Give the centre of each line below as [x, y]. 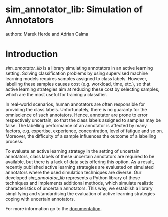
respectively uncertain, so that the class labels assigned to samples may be [83, 120]
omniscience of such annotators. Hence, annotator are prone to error [76, 115]
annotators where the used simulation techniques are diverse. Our [73, 172]
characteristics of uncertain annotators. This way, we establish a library [79, 188]
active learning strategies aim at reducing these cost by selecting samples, [82, 89]
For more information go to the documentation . [53, 208]
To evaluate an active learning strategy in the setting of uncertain [72, 151]
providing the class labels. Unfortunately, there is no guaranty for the [76, 109]
